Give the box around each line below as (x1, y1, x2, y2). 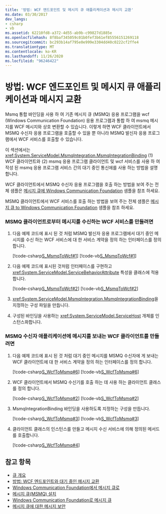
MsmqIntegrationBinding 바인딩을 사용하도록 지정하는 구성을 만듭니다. (12, 405, 151, 412)
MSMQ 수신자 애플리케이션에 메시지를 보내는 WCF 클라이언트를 (5, 333, 149, 340)
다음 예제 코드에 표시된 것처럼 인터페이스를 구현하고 (12, 263, 112, 269)
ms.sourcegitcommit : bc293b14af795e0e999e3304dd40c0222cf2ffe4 (5, 40, 139, 45)
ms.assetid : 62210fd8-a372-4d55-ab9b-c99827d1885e (5, 30, 112, 35)
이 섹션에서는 (5, 147, 31, 153)
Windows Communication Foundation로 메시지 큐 (12, 497, 112, 503)
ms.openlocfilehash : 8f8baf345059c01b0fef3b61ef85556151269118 (5, 35, 139, 40)
